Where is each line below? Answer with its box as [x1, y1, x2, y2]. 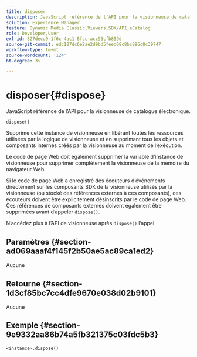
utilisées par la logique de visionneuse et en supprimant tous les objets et [6, 136, 184, 143]
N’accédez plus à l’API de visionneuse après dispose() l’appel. [6, 220, 157, 227]
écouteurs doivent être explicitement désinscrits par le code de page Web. [6, 196, 186, 203]
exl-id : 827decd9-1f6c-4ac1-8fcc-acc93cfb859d [6, 36, 122, 42]
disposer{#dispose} [6, 88, 106, 102]
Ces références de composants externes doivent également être [6, 202, 162, 209]
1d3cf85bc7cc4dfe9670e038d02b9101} [6, 288, 157, 298]
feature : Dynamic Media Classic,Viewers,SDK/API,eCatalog [6, 25, 151, 31]
